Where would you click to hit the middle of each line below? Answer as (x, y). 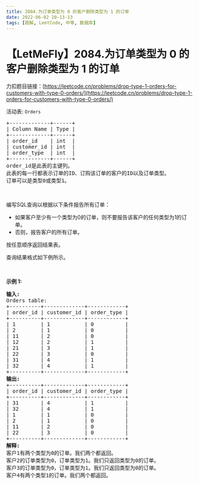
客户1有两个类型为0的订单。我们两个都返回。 (61, 453)
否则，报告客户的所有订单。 (49, 232)
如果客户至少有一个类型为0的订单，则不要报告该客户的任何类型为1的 (98, 217)
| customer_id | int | (41, 147)
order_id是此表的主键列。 (40, 166)
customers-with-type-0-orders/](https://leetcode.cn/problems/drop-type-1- (99, 93)
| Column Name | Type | (41, 129)
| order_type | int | (41, 153)
